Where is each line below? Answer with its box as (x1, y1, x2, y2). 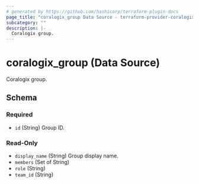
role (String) (14, 165, 46, 172)
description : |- (6, 25, 46, 31)
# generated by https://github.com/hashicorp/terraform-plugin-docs (6, 8, 179, 15)
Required (6, 111, 33, 119)
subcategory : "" (6, 20, 46, 25)
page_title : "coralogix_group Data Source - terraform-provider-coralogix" (6, 14, 197, 20)
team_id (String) (14, 171, 54, 178)
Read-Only (6, 138, 38, 147)
